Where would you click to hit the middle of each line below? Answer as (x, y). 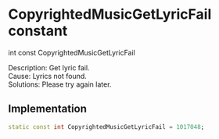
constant (38, 31)
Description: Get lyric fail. (49, 67)
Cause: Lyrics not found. (48, 76)
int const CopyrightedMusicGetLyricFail (72, 52)
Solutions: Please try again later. (60, 84)
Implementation (48, 109)
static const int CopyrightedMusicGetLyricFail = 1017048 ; (106, 127)
